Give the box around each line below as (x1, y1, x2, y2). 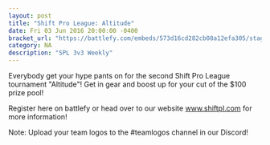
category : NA (8, 42, 52, 50)
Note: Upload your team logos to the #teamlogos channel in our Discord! (8, 127, 249, 137)
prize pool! (8, 88, 44, 97)
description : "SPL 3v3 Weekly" (8, 49, 113, 57)
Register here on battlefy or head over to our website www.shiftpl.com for (8, 103, 252, 113)
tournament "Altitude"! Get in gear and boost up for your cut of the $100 (8, 79, 247, 89)
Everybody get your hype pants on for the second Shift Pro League (8, 71, 231, 80)
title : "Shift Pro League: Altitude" (8, 19, 135, 27)
